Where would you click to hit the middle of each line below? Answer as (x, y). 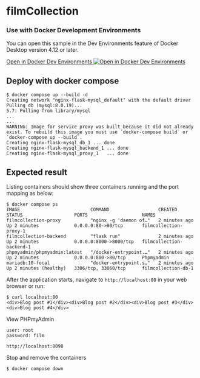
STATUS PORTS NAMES (81, 215)
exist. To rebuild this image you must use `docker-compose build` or (97, 132)
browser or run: (26, 286)
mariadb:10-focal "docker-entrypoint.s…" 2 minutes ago (100, 263)
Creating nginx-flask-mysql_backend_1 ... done (68, 148)
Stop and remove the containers (46, 358)
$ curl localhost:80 (32, 297)
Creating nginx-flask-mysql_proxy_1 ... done (68, 153)
